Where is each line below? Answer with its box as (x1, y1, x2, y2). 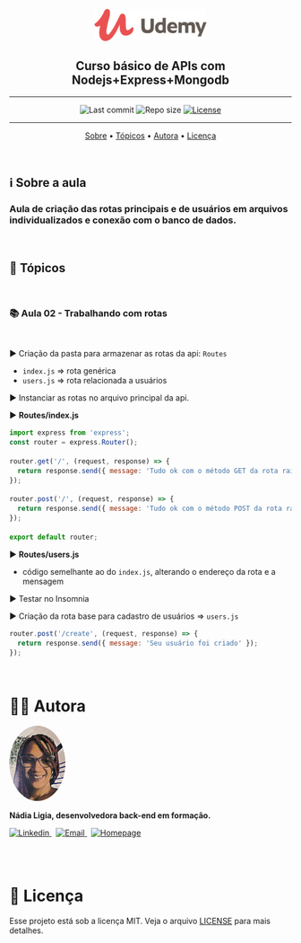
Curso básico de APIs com (75, 58, 226, 74)
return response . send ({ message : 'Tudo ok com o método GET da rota (17, 466, 279, 475)
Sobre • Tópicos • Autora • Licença (84, 130, 217, 141)
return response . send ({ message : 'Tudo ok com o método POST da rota (17, 504, 282, 514)
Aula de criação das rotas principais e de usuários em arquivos (9, 202, 288, 215)
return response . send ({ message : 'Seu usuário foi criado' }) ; (17, 639, 258, 648)
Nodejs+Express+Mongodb (71, 73, 230, 88)
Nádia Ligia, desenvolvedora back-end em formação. (9, 809, 211, 821)
